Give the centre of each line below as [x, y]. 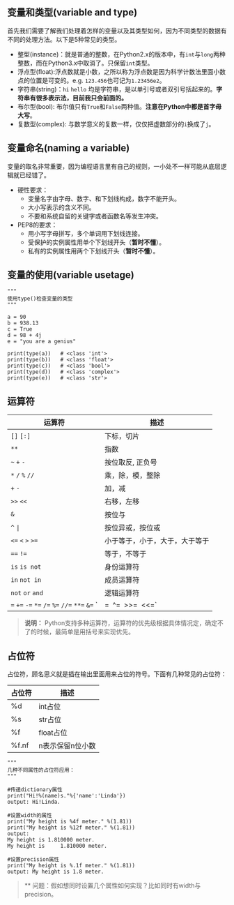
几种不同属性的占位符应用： [41, 770]
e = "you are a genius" [42, 342]
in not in [26, 580]
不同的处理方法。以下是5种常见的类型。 [64, 39]
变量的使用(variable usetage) [71, 275]
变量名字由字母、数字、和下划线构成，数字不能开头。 [104, 198]
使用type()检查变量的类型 [40, 299]
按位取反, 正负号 [131, 463]
